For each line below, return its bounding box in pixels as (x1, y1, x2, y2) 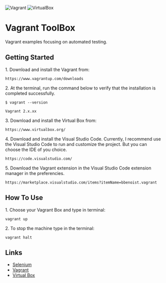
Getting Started (5, 53, 54, 62)
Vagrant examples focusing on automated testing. (5, 38, 108, 44)
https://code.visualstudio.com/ (5, 156, 72, 161)
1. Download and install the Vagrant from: (5, 66, 90, 72)
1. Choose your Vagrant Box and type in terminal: (5, 206, 106, 212)
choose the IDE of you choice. (5, 146, 67, 152)
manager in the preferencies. (5, 170, 65, 176)
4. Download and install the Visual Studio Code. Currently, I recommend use (5, 135, 161, 142)
